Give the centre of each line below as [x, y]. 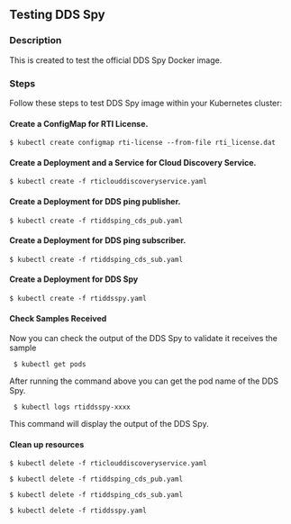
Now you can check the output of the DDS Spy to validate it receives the [143, 339]
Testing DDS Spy [57, 15]
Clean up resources [47, 444]
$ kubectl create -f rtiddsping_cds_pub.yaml [96, 221]
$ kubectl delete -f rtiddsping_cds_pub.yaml [96, 479]
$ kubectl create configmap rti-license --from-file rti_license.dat [143, 143]
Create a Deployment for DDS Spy [74, 279]
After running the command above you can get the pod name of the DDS [144, 381]
